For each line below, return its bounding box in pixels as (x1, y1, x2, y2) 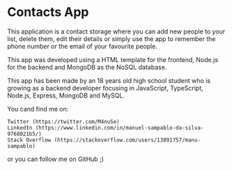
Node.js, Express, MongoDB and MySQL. (7, 91, 125, 100)
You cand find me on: (7, 105, 69, 113)
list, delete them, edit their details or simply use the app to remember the (7, 34, 216, 42)
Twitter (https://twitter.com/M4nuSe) (7, 118, 120, 125)
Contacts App (7, 4, 89, 20)
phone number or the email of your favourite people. (7, 42, 158, 50)
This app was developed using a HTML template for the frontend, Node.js (7, 55, 218, 63)
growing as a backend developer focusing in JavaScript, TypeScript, (7, 84, 203, 92)
